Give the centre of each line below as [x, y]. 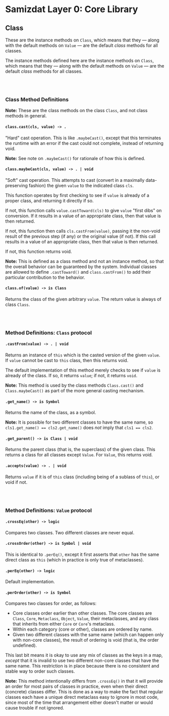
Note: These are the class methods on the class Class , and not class [76, 111]
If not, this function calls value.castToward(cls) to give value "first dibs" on [83, 210]
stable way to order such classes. [40, 671]
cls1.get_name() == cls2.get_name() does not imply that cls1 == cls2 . [79, 428]
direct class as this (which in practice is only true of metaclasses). [75, 559]
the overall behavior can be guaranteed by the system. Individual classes [81, 267]
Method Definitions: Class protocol [49, 333]
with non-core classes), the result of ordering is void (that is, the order [86, 640]
